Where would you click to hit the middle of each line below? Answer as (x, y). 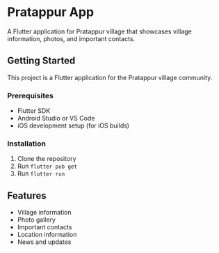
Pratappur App (51, 12)
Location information (47, 235)
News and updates (44, 242)
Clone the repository (47, 159)
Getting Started (41, 61)
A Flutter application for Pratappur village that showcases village (100, 31)
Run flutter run (41, 174)
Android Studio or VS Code (56, 118)
